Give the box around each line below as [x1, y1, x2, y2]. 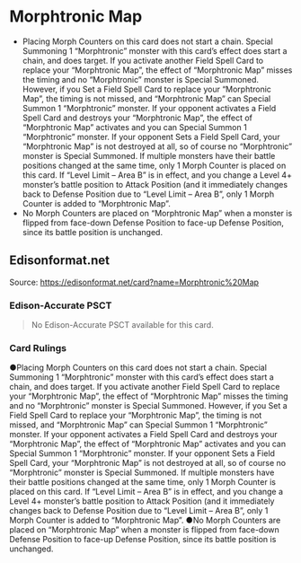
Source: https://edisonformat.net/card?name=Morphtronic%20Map [9, 277, 259, 287]
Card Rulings [9, 341, 67, 354]
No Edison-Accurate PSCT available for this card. [31, 320, 214, 330]
